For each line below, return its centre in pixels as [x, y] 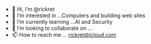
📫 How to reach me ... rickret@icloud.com [64, 35]
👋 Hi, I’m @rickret [33, 9]
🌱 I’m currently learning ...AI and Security [62, 22]
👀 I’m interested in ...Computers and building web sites [78, 15]
